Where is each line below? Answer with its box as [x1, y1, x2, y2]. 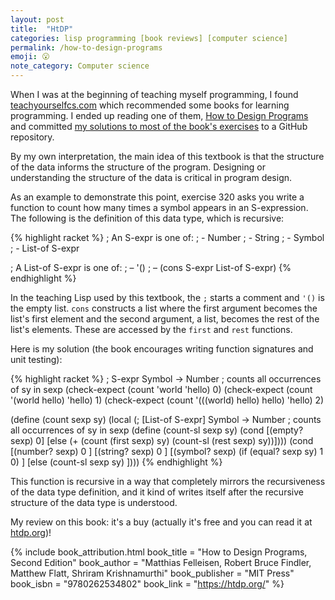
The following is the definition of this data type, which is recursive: [10, 212, 285, 224]
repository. [10, 131, 55, 143]
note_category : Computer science [10, 61, 150, 71]
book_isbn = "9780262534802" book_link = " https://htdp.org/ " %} [10, 578, 285, 590]
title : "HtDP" [10, 24, 74, 34]
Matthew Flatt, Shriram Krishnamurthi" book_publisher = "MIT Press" [10, 567, 295, 579]
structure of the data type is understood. [10, 497, 178, 508]
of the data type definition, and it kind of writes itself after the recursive [10, 486, 304, 498]
